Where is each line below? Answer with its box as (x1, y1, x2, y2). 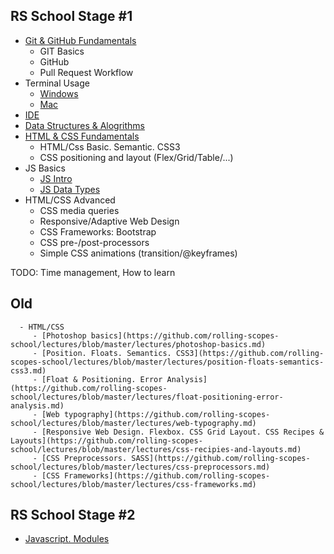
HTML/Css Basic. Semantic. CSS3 (39, 140, 181, 153)
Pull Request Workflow (39, 66, 134, 78)
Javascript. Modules (24, 533, 110, 545)
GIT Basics (39, 45, 85, 57)
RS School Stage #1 (10, 8, 133, 25)
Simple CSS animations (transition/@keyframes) (39, 247, 238, 259)
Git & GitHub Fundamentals (24, 34, 137, 46)
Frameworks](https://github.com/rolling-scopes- (63, 470, 271, 481)
